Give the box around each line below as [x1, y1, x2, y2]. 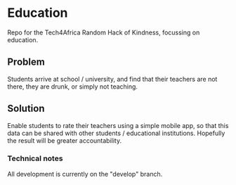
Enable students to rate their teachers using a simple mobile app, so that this [7, 121, 229, 129]
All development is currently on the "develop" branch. [7, 170, 163, 178]
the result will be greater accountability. [7, 136, 122, 145]
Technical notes [7, 153, 63, 163]
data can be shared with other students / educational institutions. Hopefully [7, 129, 225, 137]
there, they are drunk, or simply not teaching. [7, 82, 138, 91]
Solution [7, 103, 45, 115]
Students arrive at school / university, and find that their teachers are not [7, 75, 218, 83]
